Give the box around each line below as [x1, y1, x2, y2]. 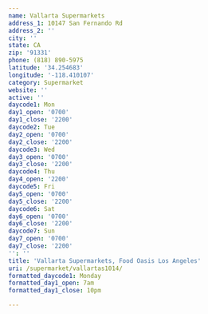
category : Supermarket [8, 78, 84, 86]
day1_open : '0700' [8, 109, 69, 117]
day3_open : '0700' [8, 153, 69, 161]
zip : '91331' [8, 49, 52, 57]
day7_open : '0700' [8, 235, 69, 243]
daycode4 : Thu [8, 168, 56, 176]
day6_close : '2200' [8, 220, 73, 228]
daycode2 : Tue [8, 123, 56, 131]
